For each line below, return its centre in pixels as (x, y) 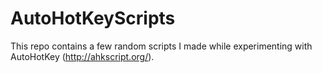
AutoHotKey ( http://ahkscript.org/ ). (82, 56)
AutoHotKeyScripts (93, 18)
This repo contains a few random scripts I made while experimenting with (161, 46)
